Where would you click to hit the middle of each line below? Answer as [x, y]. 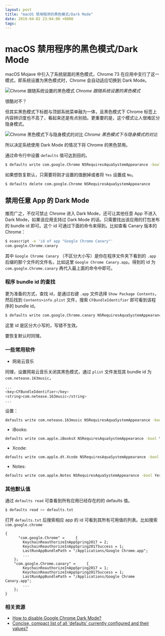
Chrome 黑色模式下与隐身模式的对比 [121, 135]
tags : [11, 23]
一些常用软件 [20, 350]
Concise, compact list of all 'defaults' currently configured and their [81, 623]
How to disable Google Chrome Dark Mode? [57, 618]
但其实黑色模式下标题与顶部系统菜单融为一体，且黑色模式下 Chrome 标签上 [81, 112]
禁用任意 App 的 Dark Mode [47, 200]
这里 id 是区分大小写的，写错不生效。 [42, 325]
